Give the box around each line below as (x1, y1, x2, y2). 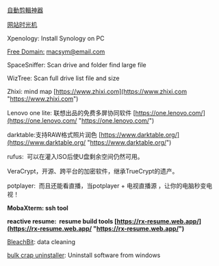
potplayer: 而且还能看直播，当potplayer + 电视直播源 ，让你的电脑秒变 (7, 182, 207, 190)
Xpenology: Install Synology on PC (7, 34, 105, 43)
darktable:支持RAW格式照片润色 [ (7, 131, 101, 138)
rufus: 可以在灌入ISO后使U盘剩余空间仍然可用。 (7, 153, 144, 160)
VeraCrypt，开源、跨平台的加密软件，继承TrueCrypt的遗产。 (7, 167, 179, 175)
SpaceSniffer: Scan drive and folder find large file (7, 61, 147, 69)
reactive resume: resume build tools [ (7, 217, 118, 225)
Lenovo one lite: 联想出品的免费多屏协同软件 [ (7, 109, 136, 117)
